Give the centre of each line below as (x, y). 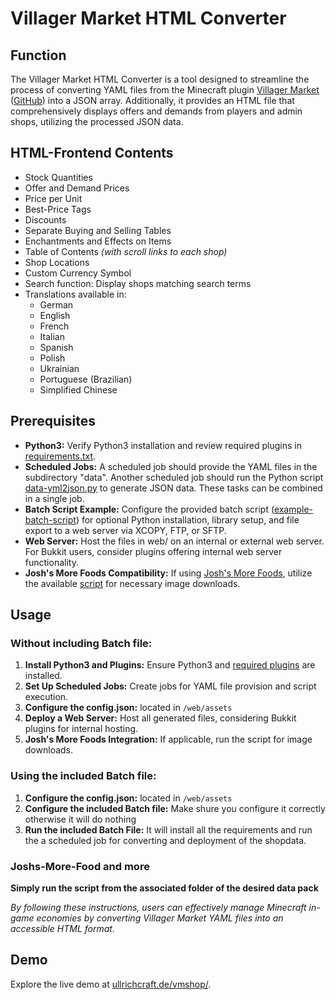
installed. (43, 676)
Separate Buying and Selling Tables (98, 230)
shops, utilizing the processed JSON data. (97, 121)
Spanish (56, 347)
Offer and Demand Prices (77, 188)
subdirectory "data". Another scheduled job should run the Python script (174, 477)
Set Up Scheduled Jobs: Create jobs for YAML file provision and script (170, 686)
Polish (52, 358)
